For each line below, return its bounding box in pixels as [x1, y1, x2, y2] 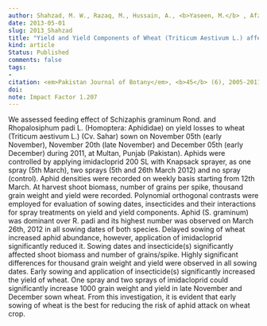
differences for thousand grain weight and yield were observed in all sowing [8, 258, 257, 268]
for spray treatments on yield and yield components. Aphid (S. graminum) [8, 208, 249, 217]
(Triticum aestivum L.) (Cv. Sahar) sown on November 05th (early [8, 132, 222, 142]
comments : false [8, 56, 62, 64]
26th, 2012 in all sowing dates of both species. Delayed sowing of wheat [8, 224, 246, 235]
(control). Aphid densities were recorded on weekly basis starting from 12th [8, 174, 255, 184]
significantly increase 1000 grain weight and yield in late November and [8, 284, 242, 293]
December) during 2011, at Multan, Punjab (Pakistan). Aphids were [8, 149, 226, 158]
